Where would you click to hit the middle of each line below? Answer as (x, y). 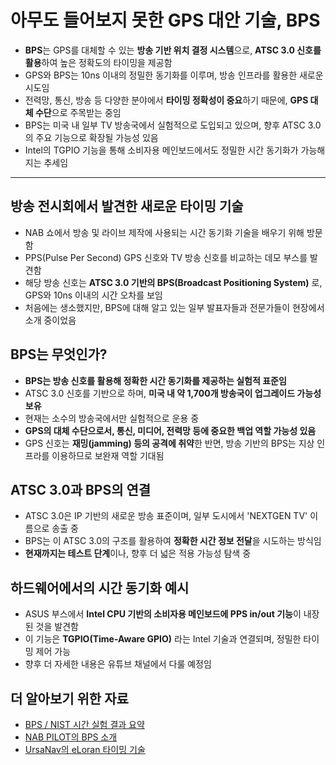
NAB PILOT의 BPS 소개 (71, 737)
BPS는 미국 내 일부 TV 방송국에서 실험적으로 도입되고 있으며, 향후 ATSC (165, 125)
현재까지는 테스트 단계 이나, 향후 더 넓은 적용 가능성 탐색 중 (138, 553)
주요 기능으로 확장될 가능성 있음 (97, 137)
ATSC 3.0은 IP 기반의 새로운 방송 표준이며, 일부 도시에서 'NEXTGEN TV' (166, 516)
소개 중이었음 (50, 320)
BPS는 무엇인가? (59, 354)
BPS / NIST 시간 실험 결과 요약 (84, 724)
